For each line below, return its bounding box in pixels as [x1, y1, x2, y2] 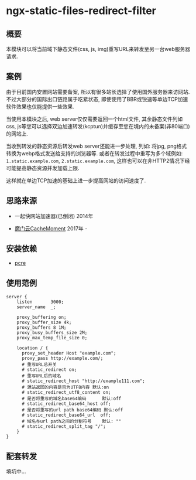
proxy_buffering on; [16, 315, 67, 321]
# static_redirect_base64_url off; [21, 412, 111, 418]
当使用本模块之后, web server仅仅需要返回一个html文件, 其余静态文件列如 [6, 115, 183, 122]
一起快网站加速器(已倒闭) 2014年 [14, 212, 94, 219]
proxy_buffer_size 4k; [16, 319, 72, 326]
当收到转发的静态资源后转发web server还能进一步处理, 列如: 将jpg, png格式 [6, 142, 187, 149]
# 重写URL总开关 [21, 362, 57, 367]
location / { [16, 345, 49, 351]
